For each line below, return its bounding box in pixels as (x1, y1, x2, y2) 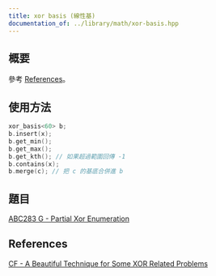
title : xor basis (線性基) (8, 11, 95, 20)
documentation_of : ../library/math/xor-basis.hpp (8, 19, 180, 28)
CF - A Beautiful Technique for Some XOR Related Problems (8, 258, 209, 268)
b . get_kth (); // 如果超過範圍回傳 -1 (8, 152, 126, 160)
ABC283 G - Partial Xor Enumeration (8, 214, 129, 223)
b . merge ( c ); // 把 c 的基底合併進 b (8, 168, 124, 176)
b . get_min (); (8, 137, 53, 146)
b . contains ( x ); (8, 159, 60, 168)
